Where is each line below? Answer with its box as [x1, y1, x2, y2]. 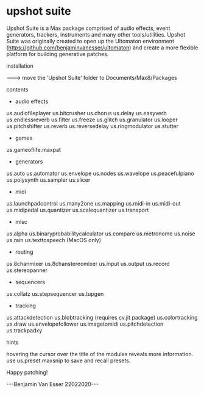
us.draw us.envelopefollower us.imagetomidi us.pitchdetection [6, 320, 164, 328]
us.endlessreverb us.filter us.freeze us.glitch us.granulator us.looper [6, 116, 178, 123]
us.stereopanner [6, 267, 47, 274]
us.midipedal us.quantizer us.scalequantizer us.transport [6, 206, 149, 213]
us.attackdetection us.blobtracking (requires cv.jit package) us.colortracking [6, 313, 198, 321]
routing [15, 248, 33, 256]
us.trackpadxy [6, 326, 43, 334]
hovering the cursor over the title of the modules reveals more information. [6, 350, 194, 357]
